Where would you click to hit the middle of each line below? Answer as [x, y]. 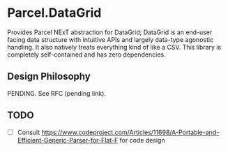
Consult [29, 132]
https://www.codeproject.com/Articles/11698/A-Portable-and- [130, 132]
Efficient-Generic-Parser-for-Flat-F [68, 140]
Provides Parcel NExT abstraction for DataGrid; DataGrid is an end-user [110, 32]
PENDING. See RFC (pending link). [57, 93]
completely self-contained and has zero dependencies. [86, 55]
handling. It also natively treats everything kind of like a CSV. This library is [114, 47]
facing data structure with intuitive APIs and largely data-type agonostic [111, 39]
